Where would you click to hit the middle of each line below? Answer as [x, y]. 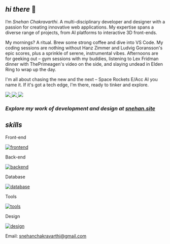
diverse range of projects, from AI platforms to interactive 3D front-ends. [81, 32]
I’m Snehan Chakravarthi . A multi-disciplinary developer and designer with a [85, 21]
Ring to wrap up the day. [31, 69]
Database [15, 177]
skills [14, 125]
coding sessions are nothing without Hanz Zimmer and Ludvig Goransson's [84, 48]
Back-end [15, 157]
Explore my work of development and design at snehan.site [80, 109]
